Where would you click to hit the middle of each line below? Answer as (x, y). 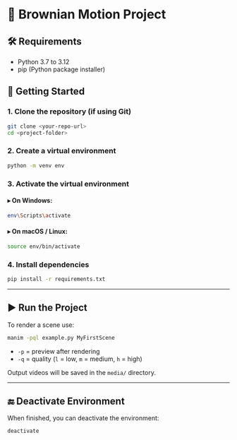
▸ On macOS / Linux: (38, 232)
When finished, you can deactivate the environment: (83, 418)
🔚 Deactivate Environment (66, 401)
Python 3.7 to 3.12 (43, 62)
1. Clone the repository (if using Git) (69, 112)
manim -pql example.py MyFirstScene (61, 338)
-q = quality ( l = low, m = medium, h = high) (80, 359)
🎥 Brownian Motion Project (87, 14)
